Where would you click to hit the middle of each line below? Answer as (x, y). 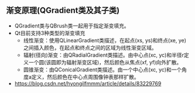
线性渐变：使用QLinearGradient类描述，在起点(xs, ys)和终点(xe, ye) (105, 40)
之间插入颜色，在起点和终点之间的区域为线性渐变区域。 (90, 47)
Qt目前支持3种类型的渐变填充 (50, 33)
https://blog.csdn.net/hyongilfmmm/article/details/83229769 (88, 83)
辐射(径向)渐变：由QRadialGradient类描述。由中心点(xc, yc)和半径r (104, 55)
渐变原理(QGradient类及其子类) (63, 11)
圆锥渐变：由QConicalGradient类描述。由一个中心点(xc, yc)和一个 (102, 70)
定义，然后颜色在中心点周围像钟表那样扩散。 (85, 77)
